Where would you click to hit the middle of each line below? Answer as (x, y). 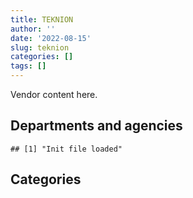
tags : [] (28, 66)
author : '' (33, 29)
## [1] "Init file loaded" (66, 149)
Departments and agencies (96, 126)
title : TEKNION (42, 19)
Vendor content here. (54, 94)
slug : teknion (40, 47)
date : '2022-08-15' (51, 38)
